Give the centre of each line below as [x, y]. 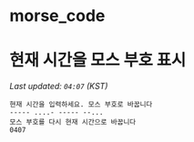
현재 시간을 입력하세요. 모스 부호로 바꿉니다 [81, 105]
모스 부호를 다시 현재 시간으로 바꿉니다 [73, 122]
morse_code [57, 16]
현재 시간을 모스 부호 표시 [98, 61]
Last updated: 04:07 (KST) [59, 86]
